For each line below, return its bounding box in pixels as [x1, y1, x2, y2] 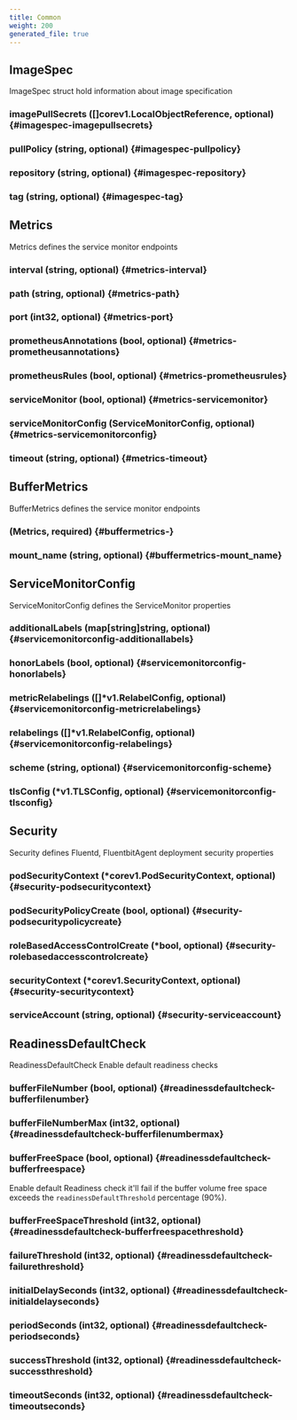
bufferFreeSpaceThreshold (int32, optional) [9, 1214, 201, 1227]
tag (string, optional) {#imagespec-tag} [9, 190, 184, 202]
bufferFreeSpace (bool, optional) [9, 1152, 153, 1165]
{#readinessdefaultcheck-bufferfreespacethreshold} [9, 1226, 245, 1238]
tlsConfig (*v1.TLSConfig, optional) [9, 786, 165, 798]
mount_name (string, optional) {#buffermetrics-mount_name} [9, 549, 283, 561]
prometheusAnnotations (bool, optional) [9, 334, 187, 347]
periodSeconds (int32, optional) [9, 1319, 151, 1331]
